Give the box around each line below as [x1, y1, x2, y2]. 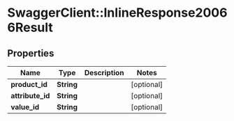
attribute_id [10, 91, 50, 100]
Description [84, 68, 124, 77]
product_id [10, 80, 47, 89]
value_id [10, 102, 40, 112]
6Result [7, 19, 54, 35]
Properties [7, 47, 54, 59]
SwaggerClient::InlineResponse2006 [7, 5, 228, 21]
